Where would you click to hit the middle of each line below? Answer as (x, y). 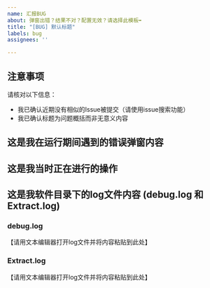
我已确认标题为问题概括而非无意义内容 (72, 118)
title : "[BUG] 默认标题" (41, 27)
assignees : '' (28, 40)
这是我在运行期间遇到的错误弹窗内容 (85, 142)
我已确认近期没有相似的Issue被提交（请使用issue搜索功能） (103, 109)
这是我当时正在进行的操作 (62, 168)
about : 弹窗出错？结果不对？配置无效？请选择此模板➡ (75, 20)
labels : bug (24, 33)
